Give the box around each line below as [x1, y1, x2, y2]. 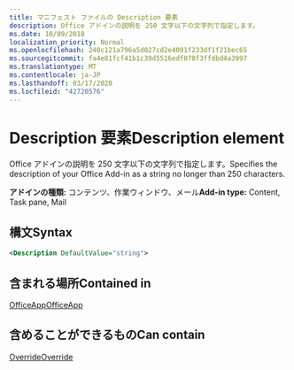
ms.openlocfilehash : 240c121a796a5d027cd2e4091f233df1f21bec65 [9, 46, 248, 55]
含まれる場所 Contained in [9, 275, 151, 290]
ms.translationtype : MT [9, 63, 97, 72]
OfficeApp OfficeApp [9, 299, 83, 310]
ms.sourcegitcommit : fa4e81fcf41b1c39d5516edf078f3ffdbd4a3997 [9, 54, 248, 63]
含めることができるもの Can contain [9, 328, 205, 343]
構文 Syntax [9, 225, 73, 240]
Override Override [9, 351, 73, 362]
